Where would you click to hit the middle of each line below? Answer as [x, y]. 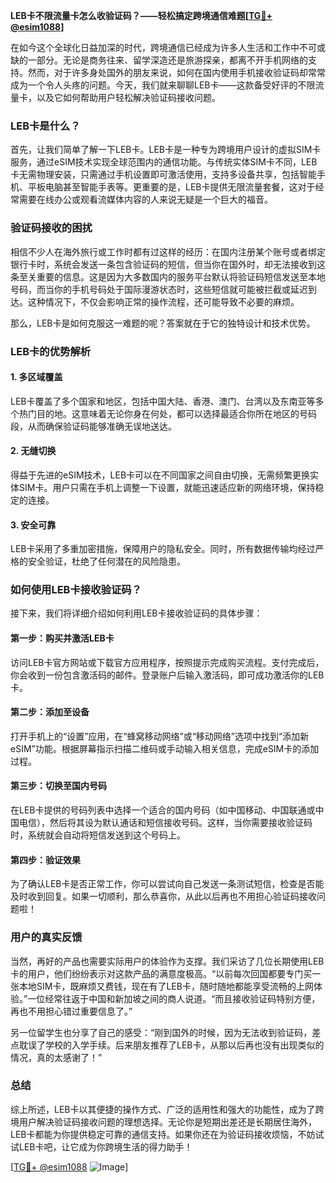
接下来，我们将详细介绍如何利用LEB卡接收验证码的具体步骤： [136, 613]
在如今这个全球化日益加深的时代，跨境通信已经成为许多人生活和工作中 [155, 47]
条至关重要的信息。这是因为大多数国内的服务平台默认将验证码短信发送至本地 [168, 276]
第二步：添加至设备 [50, 712]
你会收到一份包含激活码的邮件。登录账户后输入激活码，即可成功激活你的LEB [167, 675]
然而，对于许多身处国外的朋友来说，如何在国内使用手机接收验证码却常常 [176, 72]
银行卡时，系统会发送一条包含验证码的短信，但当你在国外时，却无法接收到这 [168, 264]
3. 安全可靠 [33, 525]
